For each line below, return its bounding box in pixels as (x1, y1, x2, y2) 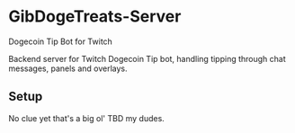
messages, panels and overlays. (8, 63, 128, 74)
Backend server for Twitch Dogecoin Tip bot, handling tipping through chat (8, 53, 287, 64)
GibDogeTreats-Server (8, 6, 182, 27)
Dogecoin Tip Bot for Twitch (8, 36, 113, 47)
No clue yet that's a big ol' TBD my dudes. (8, 112, 165, 123)
